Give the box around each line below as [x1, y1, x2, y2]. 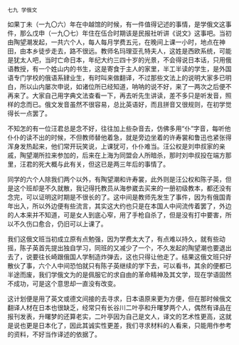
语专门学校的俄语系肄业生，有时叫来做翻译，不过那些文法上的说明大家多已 [7, 73, 225, 82]
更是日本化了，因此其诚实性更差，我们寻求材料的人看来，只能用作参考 [26, 321, 232, 329]
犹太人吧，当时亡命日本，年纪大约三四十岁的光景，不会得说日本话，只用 [13, 56, 225, 64]
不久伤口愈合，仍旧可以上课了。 [13, 220, 107, 228]
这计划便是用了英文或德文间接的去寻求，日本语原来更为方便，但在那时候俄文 [7, 294, 232, 303]
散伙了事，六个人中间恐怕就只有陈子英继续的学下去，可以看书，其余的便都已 [7, 262, 232, 269]
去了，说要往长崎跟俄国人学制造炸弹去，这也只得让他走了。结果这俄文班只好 [7, 252, 232, 261]
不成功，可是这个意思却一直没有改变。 [7, 279, 119, 287]
